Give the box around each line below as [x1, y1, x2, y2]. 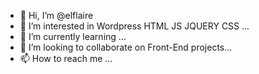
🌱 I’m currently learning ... [19, 31, 127, 42]
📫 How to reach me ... [19, 53, 113, 64]
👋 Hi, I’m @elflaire [19, 10, 94, 21]
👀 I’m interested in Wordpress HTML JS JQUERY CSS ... [19, 20, 250, 32]
